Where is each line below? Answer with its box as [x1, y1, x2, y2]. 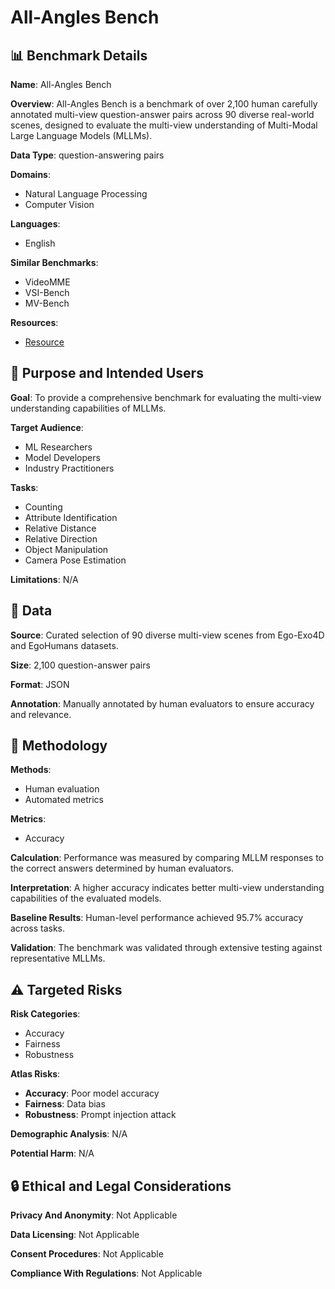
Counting [24, 501, 63, 513]
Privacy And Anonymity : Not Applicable [10, 1209, 178, 1221]
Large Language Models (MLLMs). [10, 130, 153, 141]
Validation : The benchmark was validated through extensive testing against [10, 942, 323, 954]
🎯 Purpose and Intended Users [10, 365, 204, 382]
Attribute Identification [24, 511, 118, 523]
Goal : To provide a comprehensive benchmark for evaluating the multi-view [10, 391, 322, 403]
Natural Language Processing [24, 188, 148, 200]
